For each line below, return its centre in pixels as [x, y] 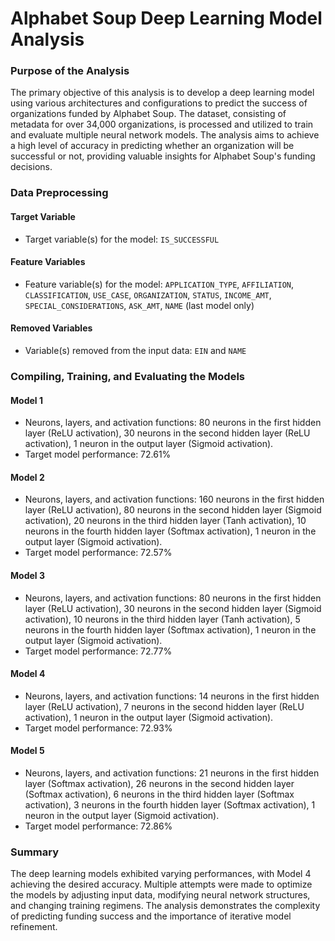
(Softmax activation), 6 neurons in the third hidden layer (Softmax [159, 794]
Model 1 [26, 400]
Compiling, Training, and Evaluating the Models [128, 376]
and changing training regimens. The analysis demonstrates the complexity [165, 906]
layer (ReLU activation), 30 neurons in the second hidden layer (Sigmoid [173, 608]
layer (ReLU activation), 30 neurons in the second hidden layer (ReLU [167, 433]
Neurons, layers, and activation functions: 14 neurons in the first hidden [172, 696]
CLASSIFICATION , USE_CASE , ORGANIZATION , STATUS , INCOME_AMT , [148, 294]
